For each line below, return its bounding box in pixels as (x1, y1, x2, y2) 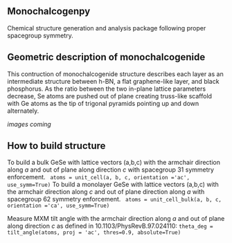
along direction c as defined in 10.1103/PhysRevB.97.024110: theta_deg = (7, 222, 213, 231)
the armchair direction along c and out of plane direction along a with (7, 188, 205, 196)
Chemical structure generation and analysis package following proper (7, 24, 206, 32)
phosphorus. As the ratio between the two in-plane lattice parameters (7, 84, 206, 93)
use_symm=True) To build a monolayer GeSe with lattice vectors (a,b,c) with (7, 180, 220, 189)
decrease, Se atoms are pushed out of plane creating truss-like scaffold (7, 91, 213, 100)
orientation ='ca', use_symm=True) (7, 202, 110, 210)
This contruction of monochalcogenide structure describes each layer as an (7, 69, 224, 78)
